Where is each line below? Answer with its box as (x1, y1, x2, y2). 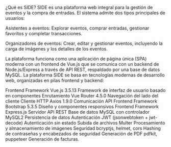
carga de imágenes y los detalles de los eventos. (5, 46, 108, 52)
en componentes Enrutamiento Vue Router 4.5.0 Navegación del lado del (5, 93, 159, 99)
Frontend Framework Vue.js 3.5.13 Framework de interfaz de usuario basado (5, 87, 166, 93)
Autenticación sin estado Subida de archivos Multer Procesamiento (23, 120, 165, 126)
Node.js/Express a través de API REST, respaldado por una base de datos (5, 66, 160, 72)
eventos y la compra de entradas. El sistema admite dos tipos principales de (5, 10, 165, 16)
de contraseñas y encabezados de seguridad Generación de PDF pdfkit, (5, 131, 157, 137)
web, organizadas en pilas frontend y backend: (5, 78, 104, 83)
